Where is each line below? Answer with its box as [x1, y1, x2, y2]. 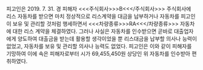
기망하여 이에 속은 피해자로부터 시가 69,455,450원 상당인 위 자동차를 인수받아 [6, 50, 191, 57]
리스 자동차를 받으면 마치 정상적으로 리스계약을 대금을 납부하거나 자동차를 [6, 13, 180, 20]
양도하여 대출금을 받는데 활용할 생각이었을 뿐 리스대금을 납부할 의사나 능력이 [17, 35, 198, 42]
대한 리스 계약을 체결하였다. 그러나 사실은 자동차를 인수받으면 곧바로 [12, 28, 173, 35]
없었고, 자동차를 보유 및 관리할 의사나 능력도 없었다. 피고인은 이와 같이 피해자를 [6, 42, 192, 50]
